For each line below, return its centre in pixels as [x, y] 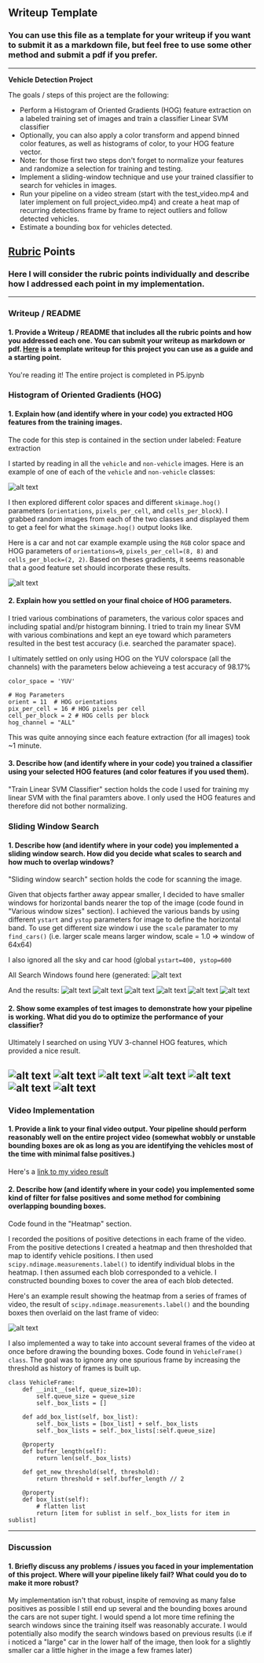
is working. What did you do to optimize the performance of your [116, 1017]
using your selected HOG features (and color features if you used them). [128, 772]
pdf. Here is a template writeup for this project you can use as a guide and [131, 348]
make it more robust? [44, 1583]
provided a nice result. [44, 1051]
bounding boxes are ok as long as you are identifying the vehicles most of [131, 1146]
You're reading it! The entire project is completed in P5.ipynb [106, 375]
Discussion [30, 1547]
